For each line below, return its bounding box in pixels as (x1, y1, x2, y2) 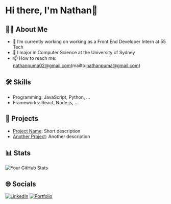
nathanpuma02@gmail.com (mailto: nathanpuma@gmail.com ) (12, 62, 140, 69)
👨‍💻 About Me (5, 25, 48, 34)
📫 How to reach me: (12, 55, 57, 61)
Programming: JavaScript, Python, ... (12, 94, 90, 100)
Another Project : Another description (12, 133, 90, 140)
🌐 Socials (5, 179, 37, 188)
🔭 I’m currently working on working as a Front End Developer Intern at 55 (12, 38, 166, 44)
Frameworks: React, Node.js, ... (12, 99, 79, 105)
